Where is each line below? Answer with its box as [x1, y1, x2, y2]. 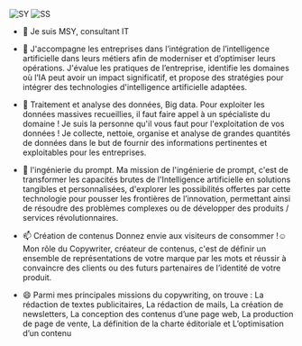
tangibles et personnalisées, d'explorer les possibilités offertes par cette [22, 184, 291, 194]
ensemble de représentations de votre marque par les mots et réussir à [22, 253, 287, 263]
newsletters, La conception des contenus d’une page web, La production [22, 309, 294, 319]
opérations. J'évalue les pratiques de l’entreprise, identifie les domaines [22, 63, 290, 73]
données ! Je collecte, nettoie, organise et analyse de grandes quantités [22, 128, 291, 139]
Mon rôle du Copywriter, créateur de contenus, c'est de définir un [22, 243, 267, 254]
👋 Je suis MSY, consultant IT [22, 26, 130, 36]
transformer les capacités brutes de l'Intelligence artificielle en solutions [22, 174, 291, 185]
